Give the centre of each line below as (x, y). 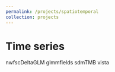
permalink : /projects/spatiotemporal (52, 12)
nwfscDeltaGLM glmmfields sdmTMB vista (57, 63)
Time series (35, 46)
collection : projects (32, 17)
